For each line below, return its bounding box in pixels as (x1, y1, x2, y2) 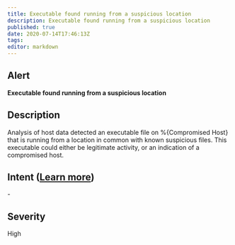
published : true (7, 23, 55, 31)
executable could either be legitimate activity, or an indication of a (7, 143, 200, 151)
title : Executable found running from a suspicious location (7, 10, 192, 18)
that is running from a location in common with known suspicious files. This (7, 136, 227, 144)
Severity (7, 210, 46, 222)
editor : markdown (7, 43, 59, 50)
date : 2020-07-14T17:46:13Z (7, 30, 91, 38)
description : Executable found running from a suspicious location (7, 17, 211, 24)
